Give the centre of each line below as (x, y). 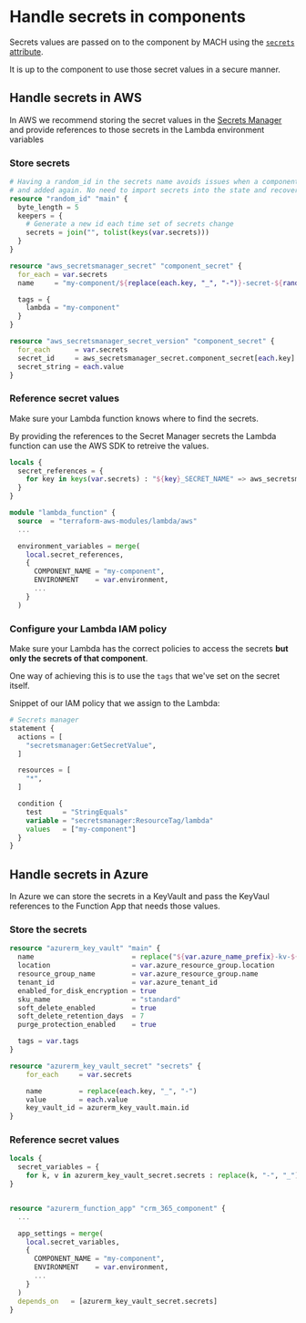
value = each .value (77, 1100)
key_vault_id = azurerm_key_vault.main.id (107, 1108)
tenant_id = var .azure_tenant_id (118, 982)
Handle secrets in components (127, 17)
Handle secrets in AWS (76, 98)
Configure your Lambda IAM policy (88, 629)
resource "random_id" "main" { (69, 199)
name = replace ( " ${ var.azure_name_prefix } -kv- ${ (158, 957)
